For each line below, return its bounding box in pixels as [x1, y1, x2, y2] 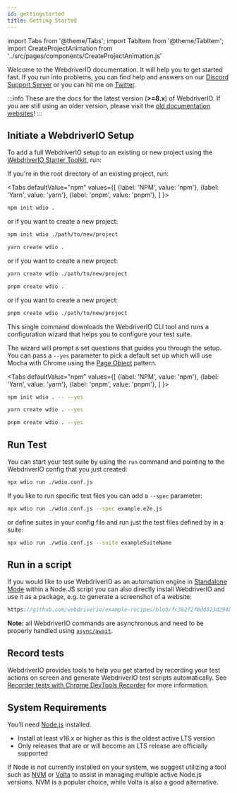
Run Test [7, 438, 47, 450]
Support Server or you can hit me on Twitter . [7, 80, 137, 89]
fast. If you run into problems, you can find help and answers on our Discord [7, 72, 229, 81]
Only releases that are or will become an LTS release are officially [17, 741, 208, 750]
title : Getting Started [7, 17, 78, 24]
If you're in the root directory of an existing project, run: [7, 169, 169, 178]
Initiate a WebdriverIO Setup [7, 129, 135, 142]
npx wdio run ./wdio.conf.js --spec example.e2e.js [7, 505, 162, 512]
